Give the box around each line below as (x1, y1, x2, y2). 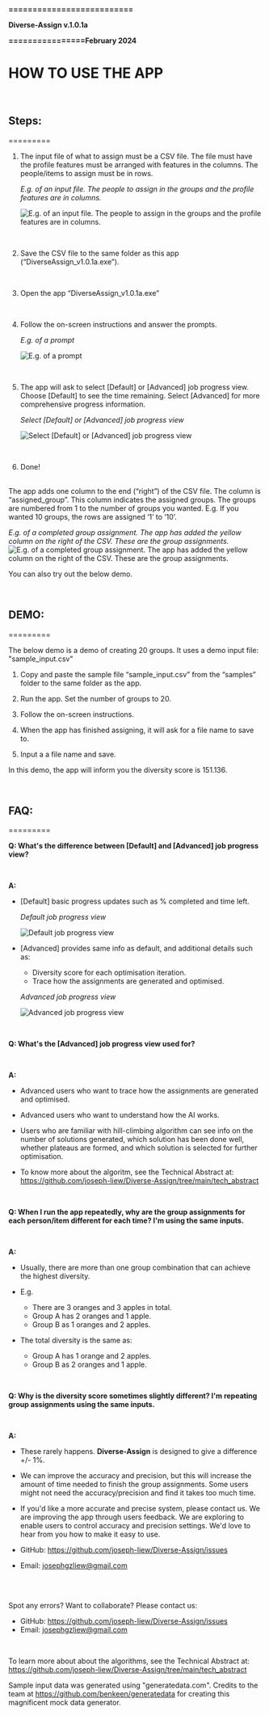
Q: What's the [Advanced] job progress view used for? (8, 1039, 195, 1049)
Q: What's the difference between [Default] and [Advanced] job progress (8, 841, 259, 851)
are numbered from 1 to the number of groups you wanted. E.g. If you (8, 503, 239, 513)
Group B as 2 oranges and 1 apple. (32, 1359, 147, 1370)
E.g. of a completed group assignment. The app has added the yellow (8, 527, 242, 537)
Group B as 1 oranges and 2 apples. (32, 1320, 151, 1329)
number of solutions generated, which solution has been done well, (19, 1135, 245, 1144)
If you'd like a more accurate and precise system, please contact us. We (19, 1504, 261, 1514)
